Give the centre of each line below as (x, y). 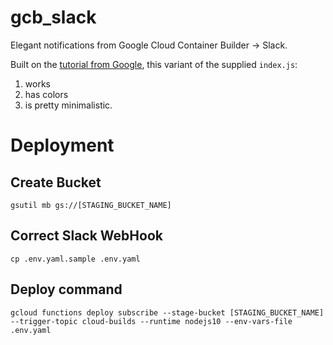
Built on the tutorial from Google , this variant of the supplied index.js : (154, 64)
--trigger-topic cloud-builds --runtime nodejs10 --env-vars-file (151, 321)
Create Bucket (56, 182)
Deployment (62, 145)
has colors (46, 94)
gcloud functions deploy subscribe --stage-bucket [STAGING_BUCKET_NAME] (167, 312)
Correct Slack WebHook (86, 236)
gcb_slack (53, 17)
